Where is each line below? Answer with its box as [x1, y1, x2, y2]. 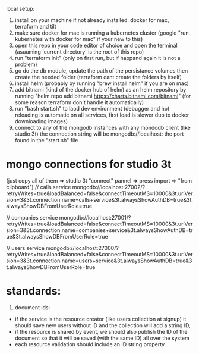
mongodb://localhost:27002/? [72, 183, 146, 190]
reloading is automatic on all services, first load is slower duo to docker [14, 111, 189, 118]
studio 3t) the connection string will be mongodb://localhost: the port [14, 130, 184, 137]
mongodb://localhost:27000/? [45, 244, 119, 252]
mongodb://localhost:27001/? [59, 214, 131, 221]
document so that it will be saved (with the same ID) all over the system [14, 334, 190, 342]
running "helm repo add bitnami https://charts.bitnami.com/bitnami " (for [14, 92, 191, 99]
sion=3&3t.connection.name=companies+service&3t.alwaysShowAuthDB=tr [6, 226, 193, 234]
